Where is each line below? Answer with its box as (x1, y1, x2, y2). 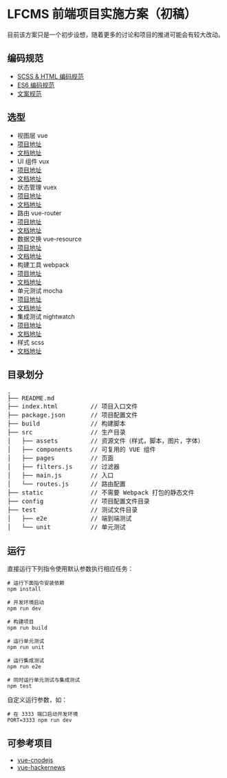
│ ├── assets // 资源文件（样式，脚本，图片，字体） (7, 437, 204, 445)
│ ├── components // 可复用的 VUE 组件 (7, 446, 156, 454)
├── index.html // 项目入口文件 (7, 403, 138, 410)
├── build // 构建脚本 (7, 420, 126, 428)
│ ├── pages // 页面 (7, 455, 114, 462)
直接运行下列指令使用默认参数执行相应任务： (7, 565, 134, 573)
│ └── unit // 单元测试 (7, 523, 126, 531)
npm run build (7, 625, 48, 632)
